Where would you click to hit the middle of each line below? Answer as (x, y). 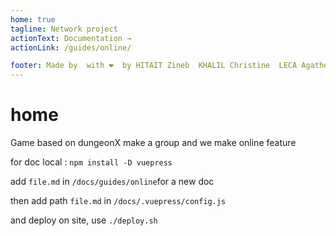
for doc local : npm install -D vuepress (91, 162)
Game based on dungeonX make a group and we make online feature (153, 143)
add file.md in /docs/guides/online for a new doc (112, 182)
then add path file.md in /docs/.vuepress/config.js (118, 201)
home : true (33, 19)
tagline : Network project (64, 29)
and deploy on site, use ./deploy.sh (84, 220)
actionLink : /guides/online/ (71, 47)
